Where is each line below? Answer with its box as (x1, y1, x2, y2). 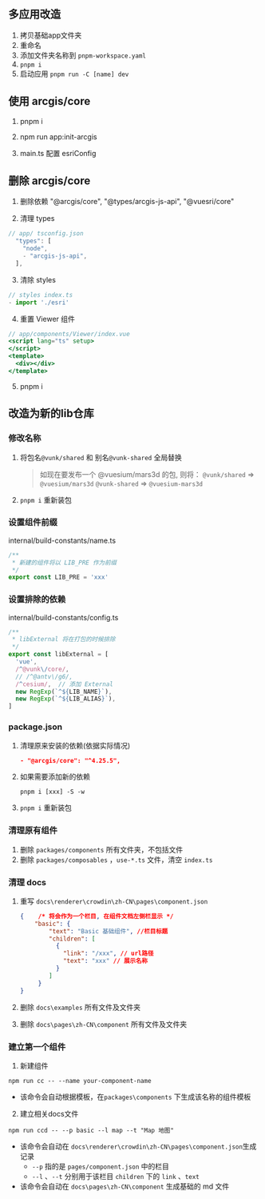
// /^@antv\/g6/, (15, 672, 73, 680)
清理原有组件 (8, 825, 58, 836)
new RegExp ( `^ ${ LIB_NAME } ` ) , (15, 688, 113, 696)
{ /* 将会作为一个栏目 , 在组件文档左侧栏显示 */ (19, 912, 174, 920)
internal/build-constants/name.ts (8, 535, 117, 545)
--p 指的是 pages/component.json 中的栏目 (31, 1161, 170, 1171)
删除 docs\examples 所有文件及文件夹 (19, 1002, 141, 1012)
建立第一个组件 (8, 1041, 66, 1053)
